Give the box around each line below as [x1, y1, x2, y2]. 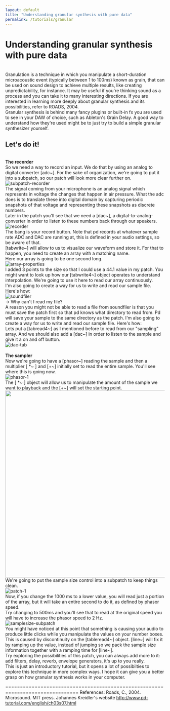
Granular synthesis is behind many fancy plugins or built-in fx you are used [5, 109, 162, 115]
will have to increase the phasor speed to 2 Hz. [5, 615, 104, 621]
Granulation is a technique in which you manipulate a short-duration [5, 71, 147, 77]
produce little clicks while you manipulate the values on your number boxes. [5, 631, 163, 637]
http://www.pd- [116, 695, 149, 701]
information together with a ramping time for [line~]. [5, 647, 114, 653]
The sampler [5, 352, 33, 359]
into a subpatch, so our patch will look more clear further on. [5, 175, 132, 181]
